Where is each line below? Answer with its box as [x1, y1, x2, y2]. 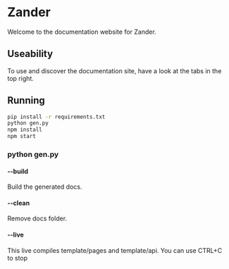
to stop [7, 254, 28, 262]
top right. [7, 74, 34, 82]
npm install [7, 126, 42, 134]
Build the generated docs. [7, 182, 82, 191]
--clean [7, 199, 30, 207]
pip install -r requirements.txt [7, 113, 106, 120]
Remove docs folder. [7, 214, 68, 223]
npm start [7, 133, 37, 140]
